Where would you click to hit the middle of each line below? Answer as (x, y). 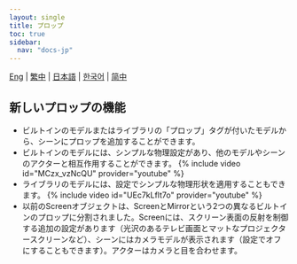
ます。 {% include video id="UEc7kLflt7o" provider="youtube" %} (142, 195)
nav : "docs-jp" (45, 50)
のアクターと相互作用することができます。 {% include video (131, 163)
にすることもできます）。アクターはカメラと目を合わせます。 (132, 250)
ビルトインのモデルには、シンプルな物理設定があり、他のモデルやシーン (154, 152)
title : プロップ (36, 26)
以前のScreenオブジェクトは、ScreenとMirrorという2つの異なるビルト (151, 206)
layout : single (37, 17)
